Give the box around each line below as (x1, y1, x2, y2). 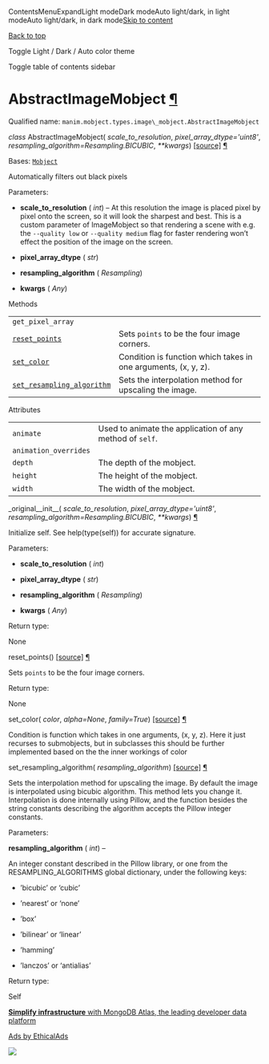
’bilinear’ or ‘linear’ (19, 929, 82, 939)
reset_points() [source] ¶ (8, 652, 90, 661)
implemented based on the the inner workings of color (8, 746, 188, 757)
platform (8, 1015, 36, 1025)
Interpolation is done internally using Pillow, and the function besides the (8, 794, 248, 805)
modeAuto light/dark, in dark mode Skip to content (8, 15, 174, 25)
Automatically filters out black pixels (8, 172, 128, 181)
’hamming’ (19, 944, 55, 954)
